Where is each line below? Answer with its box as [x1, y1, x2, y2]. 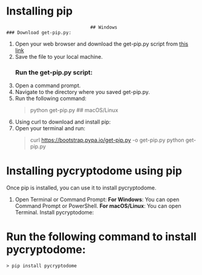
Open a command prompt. [15, 82, 81, 89]
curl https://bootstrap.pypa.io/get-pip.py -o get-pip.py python [30, 136, 184, 144]
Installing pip [6, 4, 73, 18]
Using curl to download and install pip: [15, 118, 111, 125]
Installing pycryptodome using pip [6, 164, 183, 178]
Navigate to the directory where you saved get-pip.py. [15, 88, 150, 96]
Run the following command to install [6, 230, 197, 244]
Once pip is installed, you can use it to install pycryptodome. [6, 184, 157, 191]
